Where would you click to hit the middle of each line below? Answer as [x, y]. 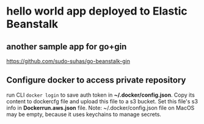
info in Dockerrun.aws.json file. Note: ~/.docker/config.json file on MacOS [100, 108]
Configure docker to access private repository [96, 80]
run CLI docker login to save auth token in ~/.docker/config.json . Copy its [101, 95]
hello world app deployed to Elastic [97, 11]
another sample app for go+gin [67, 46]
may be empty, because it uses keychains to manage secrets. [84, 114]
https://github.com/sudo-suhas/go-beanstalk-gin [68, 61]
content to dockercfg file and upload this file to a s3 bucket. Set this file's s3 [102, 101]
